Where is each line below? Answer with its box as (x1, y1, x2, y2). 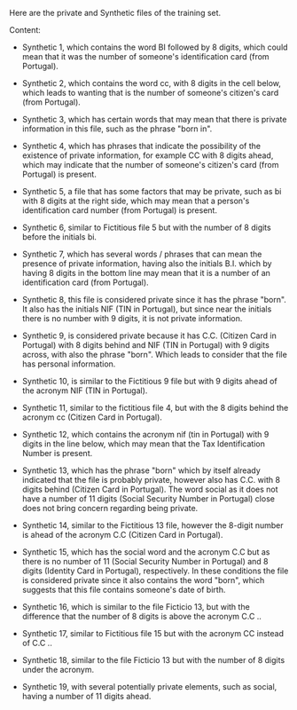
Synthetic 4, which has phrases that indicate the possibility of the (21, 141, 262, 151)
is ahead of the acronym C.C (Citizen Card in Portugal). (21, 530, 223, 540)
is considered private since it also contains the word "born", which (21, 575, 265, 585)
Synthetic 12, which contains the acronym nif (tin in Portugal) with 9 (21, 430, 270, 439)
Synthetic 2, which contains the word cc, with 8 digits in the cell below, (21, 78, 282, 88)
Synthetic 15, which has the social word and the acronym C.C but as (21, 547, 270, 557)
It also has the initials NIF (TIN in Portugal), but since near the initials (21, 304, 272, 314)
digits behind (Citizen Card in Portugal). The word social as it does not (21, 484, 278, 494)
